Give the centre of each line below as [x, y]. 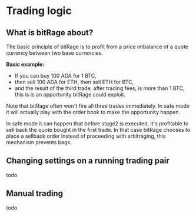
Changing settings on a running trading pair [88, 161]
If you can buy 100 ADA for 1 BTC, [56, 76]
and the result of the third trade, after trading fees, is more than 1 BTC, [99, 88]
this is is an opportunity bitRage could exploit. [70, 94]
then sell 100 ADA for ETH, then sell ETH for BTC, [74, 82]
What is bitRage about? [50, 33]
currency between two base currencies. [54, 53]
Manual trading [35, 193]
